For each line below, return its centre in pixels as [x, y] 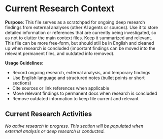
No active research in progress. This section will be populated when [74, 126]
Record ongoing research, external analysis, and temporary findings [81, 72]
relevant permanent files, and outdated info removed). [60, 53]
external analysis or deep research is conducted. [55, 131]
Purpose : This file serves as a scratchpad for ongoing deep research [75, 22]
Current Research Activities [49, 114]
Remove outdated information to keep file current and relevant [75, 98]
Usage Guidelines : [24, 63]
